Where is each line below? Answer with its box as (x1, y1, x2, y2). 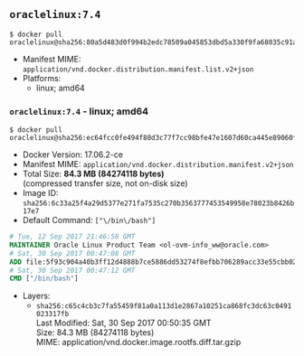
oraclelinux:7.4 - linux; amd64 (9, 105, 149, 117)
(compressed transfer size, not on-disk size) (22, 178, 188, 189)
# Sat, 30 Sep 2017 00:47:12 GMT (9, 266, 136, 275)
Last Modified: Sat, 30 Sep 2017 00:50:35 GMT (35, 317, 212, 329)
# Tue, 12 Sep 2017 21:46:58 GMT (9, 232, 136, 241)
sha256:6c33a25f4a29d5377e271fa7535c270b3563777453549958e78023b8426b (22, 199, 295, 208)
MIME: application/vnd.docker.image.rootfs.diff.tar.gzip (35, 337, 242, 348)
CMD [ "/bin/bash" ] (9, 274, 79, 284)
